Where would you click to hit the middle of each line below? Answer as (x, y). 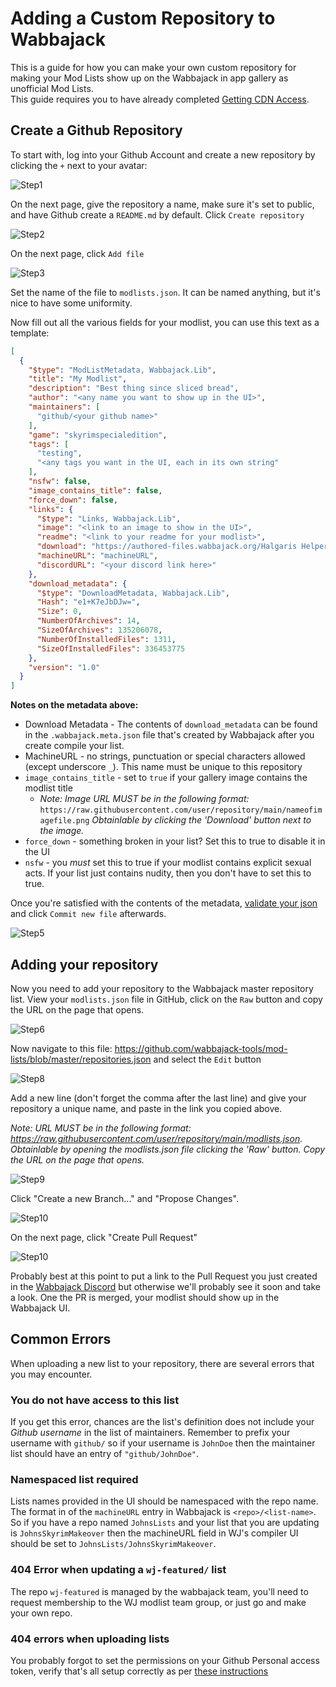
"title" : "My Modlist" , (78, 379)
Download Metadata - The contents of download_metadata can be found (171, 724)
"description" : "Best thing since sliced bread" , (134, 388)
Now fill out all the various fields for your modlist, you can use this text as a (165, 322)
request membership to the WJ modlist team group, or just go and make (158, 1602)
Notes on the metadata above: (74, 705)
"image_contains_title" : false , (95, 490)
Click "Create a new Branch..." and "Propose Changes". (124, 1198)
